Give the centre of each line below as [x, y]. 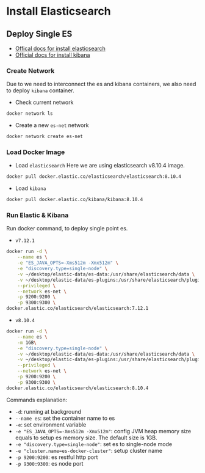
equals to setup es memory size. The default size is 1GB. [86, 438]
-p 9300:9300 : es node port [49, 463]
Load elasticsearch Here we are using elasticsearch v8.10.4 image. [100, 166]
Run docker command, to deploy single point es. [67, 229]
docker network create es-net [45, 137]
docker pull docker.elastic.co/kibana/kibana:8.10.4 [75, 200]
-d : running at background [48, 411]
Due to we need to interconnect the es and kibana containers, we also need [101, 84]
